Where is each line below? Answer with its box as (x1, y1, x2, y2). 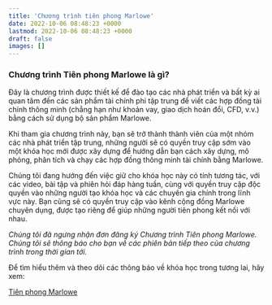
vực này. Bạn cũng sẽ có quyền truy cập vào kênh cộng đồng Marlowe (8, 197, 245, 207)
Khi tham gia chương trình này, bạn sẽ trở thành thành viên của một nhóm (8, 129, 254, 139)
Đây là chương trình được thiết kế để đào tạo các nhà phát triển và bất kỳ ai (8, 87, 260, 98)
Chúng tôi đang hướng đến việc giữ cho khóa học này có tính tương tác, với (8, 171, 261, 181)
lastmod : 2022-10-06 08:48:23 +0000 (8, 27, 132, 35)
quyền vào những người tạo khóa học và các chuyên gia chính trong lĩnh (8, 188, 251, 198)
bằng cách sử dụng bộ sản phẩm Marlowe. (8, 113, 152, 123)
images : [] (8, 42, 45, 50)
